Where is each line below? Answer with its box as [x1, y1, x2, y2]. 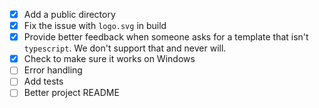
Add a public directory [23, 9, 116, 20]
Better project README [23, 87, 120, 99]
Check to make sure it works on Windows [23, 53, 196, 65]
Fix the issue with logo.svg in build [23, 20, 167, 32]
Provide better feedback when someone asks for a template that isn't [23, 31, 309, 43]
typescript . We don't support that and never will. [23, 42, 227, 54]
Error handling [23, 64, 83, 76]
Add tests [23, 75, 64, 88]
